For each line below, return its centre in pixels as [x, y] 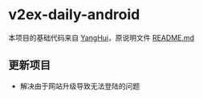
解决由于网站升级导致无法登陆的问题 [80, 86]
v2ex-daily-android [74, 15]
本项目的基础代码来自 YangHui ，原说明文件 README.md [101, 37]
